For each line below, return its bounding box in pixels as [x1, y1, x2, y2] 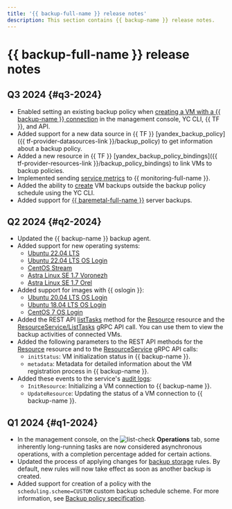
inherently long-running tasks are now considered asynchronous [17, 442, 202, 451]
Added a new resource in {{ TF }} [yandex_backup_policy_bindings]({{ [17, 151, 218, 160]
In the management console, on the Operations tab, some [17, 435, 220, 444]
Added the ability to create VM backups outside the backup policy [17, 181, 206, 190]
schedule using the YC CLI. [17, 188, 95, 197]
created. [17, 472, 42, 481]
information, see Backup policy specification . [17, 494, 147, 503]
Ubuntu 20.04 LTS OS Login [27, 293, 108, 302]
